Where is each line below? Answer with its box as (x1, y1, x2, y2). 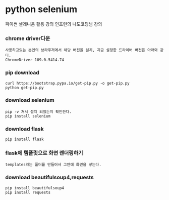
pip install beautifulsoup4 (5, 185, 65, 190)
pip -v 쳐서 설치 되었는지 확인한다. (5, 109, 72, 114)
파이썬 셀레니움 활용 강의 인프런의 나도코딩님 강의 (5, 21, 102, 27)
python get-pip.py (5, 85, 44, 90)
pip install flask (5, 137, 44, 142)
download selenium (5, 97, 54, 104)
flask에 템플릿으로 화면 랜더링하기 (5, 149, 83, 156)
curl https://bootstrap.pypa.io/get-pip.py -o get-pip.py (5, 81, 130, 86)
